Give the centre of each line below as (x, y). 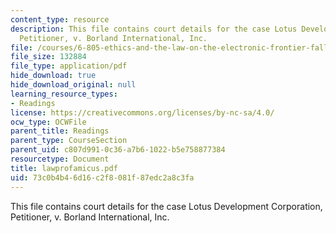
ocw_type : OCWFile (48, 122)
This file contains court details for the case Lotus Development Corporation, (166, 206)
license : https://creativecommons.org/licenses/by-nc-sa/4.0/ (142, 112)
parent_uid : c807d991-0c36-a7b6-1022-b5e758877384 (118, 150)
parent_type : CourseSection (69, 141)
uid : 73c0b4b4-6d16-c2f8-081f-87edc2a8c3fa (102, 177)
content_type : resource (60, 19)
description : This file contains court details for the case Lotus (154, 29)
